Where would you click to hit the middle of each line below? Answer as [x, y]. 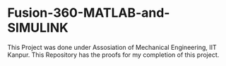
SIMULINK [38, 28]
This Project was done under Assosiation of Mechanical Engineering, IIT [112, 47]
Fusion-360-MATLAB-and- [89, 13]
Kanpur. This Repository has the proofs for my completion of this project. [113, 55]
